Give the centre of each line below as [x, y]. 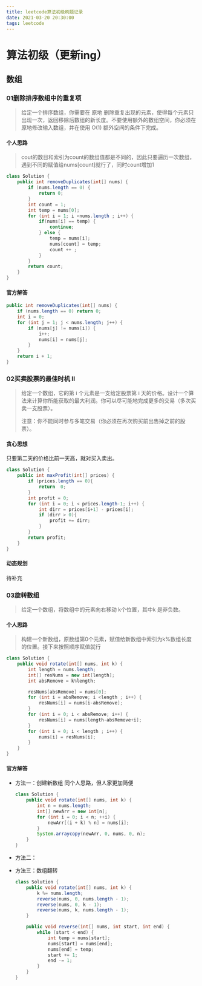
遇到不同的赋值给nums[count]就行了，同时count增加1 [87, 165]
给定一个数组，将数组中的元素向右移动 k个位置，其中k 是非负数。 [103, 610]
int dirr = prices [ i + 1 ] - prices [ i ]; [86, 509]
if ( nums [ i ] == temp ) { [67, 221]
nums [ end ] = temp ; [71, 949]
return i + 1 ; [35, 356]
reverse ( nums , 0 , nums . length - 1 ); [83, 899]
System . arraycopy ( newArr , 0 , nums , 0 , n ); [91, 834]
